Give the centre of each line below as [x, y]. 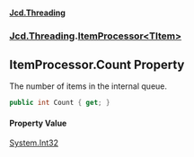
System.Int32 [34, 143]
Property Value [38, 123]
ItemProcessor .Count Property [97, 64]
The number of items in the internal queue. [88, 86]
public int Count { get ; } [60, 103]
